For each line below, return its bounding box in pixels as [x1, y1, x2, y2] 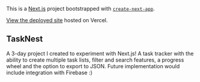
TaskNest [6, 34, 43, 44]
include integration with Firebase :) [6, 69, 93, 76]
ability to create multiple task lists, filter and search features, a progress [6, 56, 184, 63]
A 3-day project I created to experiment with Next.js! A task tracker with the [6, 50, 194, 57]
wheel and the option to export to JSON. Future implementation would [6, 62, 180, 69]
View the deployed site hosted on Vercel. [6, 17, 108, 23]
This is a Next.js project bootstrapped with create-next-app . [6, 5, 155, 12]
